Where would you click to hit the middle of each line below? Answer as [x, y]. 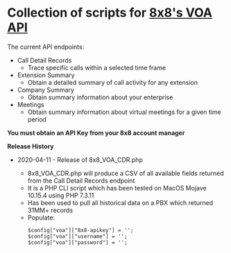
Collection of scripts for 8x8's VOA [110, 13]
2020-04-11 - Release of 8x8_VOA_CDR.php [80, 160]
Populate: [41, 218]
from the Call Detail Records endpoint [81, 180]
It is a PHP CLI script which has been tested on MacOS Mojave [117, 188]
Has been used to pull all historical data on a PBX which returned [120, 202]
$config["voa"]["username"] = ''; [77, 236]
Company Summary [46, 90]
